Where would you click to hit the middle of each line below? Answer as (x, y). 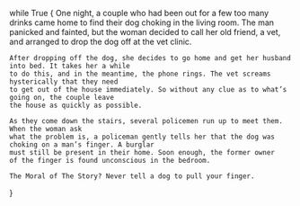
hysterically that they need (64, 82)
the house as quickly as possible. (76, 105)
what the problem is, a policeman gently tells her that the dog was (142, 137)
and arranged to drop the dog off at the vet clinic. (101, 41)
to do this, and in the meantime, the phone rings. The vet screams (140, 74)
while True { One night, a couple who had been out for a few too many (139, 13)
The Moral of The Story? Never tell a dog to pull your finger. (132, 176)
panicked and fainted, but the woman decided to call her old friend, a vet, (145, 32)
